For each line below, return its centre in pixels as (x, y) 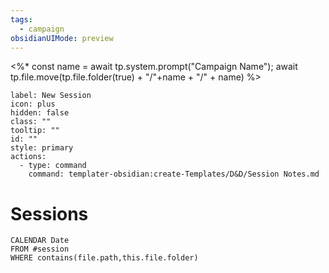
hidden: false (40, 113)
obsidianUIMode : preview (62, 38)
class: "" (31, 122)
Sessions (49, 213)
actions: (28, 157)
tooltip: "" (35, 131)
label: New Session (51, 96)
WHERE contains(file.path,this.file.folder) (104, 258)
